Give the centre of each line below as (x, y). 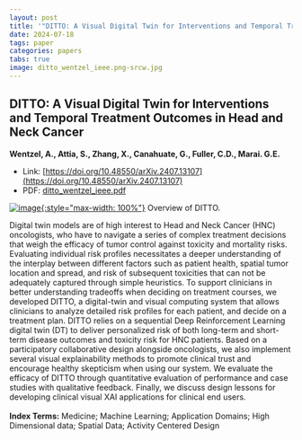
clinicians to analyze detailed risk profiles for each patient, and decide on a (148, 311)
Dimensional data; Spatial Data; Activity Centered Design (115, 425)
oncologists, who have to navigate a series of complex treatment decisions (148, 234)
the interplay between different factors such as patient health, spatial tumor (149, 263)
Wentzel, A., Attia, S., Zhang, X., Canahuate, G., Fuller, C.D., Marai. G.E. (145, 154)
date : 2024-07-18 (42, 34)
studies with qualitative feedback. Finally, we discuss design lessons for (142, 387)
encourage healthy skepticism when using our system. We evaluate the (142, 368)
